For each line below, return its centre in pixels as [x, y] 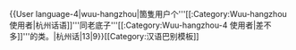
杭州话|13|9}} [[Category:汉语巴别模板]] [127, 36]
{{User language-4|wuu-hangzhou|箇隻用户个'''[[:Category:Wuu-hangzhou [148, 14]
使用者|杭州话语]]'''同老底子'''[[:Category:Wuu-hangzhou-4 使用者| [133, 25]
